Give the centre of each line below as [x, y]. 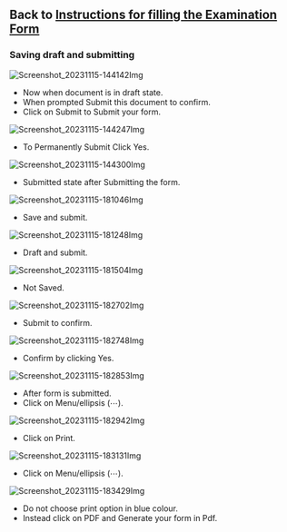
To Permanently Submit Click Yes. [86, 147]
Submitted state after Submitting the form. [101, 182]
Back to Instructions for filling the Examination [143, 15]
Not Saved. [44, 287]
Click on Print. [49, 438]
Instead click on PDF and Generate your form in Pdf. [120, 517]
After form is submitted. [67, 393]
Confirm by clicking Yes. [68, 358]
